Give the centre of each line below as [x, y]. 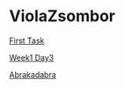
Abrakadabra [33, 74]
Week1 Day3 [32, 57]
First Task [27, 40]
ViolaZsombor [62, 16]
